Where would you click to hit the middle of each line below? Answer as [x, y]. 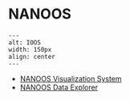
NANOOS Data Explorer [59, 87]
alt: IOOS [25, 42]
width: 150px [30, 49]
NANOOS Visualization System [71, 78]
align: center [32, 56]
